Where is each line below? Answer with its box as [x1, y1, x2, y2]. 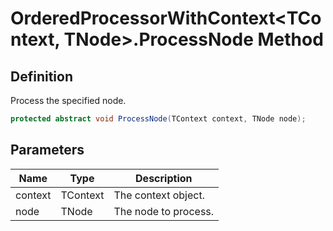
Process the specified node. [10, 95, 127, 106]
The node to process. [113, 204, 215, 218]
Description [135, 171, 193, 185]
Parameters [10, 142, 85, 159]
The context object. [113, 188, 205, 202]
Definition [10, 68, 73, 85]
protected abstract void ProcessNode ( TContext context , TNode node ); [10, 114, 307, 124]
